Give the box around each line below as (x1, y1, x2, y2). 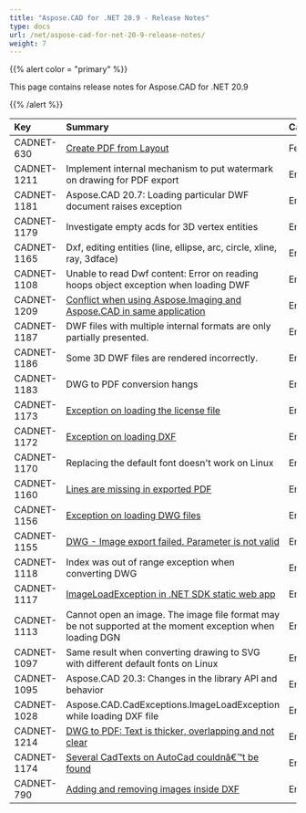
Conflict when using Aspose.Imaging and (66, 294, 241, 307)
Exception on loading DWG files (66, 509, 202, 522)
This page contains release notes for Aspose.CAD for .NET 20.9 (9, 81, 249, 92)
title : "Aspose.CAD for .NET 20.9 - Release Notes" (9, 13, 209, 23)
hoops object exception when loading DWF (66, 279, 250, 292)
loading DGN (66, 631, 121, 644)
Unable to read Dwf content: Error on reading (66, 267, 259, 280)
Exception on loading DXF (66, 431, 177, 443)
